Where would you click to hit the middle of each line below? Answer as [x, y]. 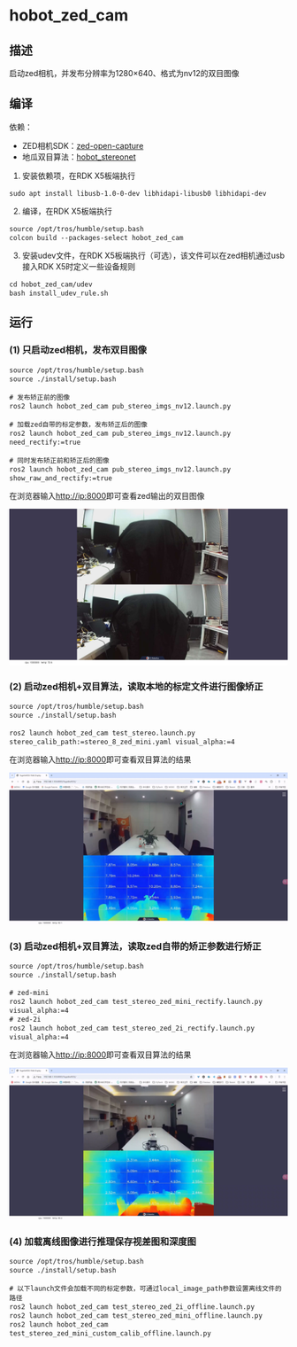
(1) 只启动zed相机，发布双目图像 [78, 350]
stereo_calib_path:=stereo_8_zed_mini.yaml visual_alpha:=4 [122, 742]
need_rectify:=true [45, 442]
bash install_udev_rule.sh [59, 293]
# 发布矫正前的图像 [40, 397]
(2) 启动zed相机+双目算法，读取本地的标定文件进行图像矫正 [136, 686]
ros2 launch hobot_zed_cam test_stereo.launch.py [103, 733]
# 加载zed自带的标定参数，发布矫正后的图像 [78, 424]
